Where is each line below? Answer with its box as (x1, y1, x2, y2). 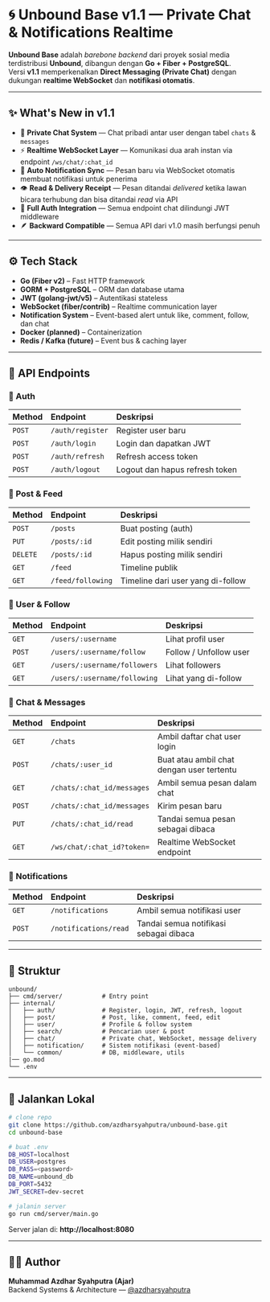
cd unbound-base (8, 1128, 63, 1136)
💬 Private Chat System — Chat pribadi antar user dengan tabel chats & (19, 127, 256, 138)
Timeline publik (120, 561, 178, 573)
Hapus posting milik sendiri (120, 548, 223, 560)
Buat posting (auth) (120, 523, 194, 534)
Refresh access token (116, 451, 198, 462)
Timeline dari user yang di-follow (120, 575, 247, 586)
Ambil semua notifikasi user (136, 905, 241, 916)
